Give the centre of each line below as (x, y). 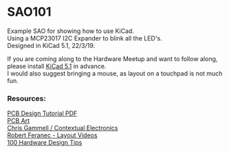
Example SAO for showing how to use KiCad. (70, 31)
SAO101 (29, 12)
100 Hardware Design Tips (45, 143)
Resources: (26, 98)
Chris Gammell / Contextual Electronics (63, 128)
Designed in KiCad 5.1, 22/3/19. (51, 45)
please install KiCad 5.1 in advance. (57, 66)
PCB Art (18, 121)
